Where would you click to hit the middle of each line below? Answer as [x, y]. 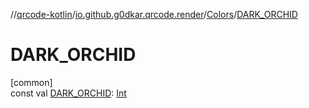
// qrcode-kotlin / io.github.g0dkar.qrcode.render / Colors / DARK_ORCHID [154, 14]
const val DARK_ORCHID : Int [68, 93]
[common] [31, 82]
